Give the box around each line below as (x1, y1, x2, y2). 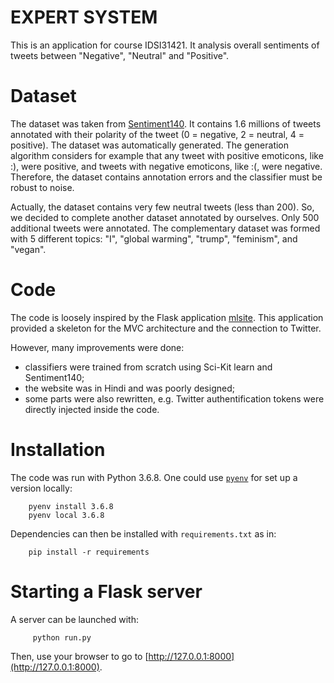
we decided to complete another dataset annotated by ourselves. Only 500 (10, 211, 320, 223)
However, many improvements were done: (10, 341, 185, 353)
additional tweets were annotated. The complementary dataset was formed (10, 222, 321, 234)
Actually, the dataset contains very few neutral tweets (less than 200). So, (10, 201, 315, 213)
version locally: (10, 482, 73, 494)
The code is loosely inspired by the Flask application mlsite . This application (10, 311, 324, 323)
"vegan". (10, 243, 47, 255)
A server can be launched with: (10, 613, 139, 625)
